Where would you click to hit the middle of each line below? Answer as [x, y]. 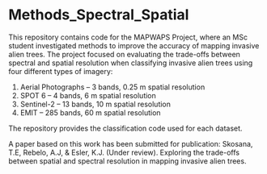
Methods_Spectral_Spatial [99, 15]
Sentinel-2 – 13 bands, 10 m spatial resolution [95, 104]
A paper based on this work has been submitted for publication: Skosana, [131, 143]
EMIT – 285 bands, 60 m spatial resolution [90, 112]
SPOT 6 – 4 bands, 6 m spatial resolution [88, 95]
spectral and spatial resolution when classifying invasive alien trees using [131, 63]
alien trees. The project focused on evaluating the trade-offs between [125, 54]
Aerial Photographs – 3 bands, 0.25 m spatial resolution [112, 87]
